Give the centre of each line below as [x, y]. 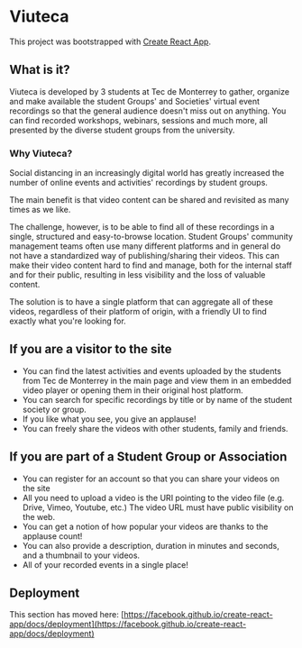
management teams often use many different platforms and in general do [145, 246]
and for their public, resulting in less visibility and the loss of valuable [137, 275]
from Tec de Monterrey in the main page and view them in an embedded [157, 380]
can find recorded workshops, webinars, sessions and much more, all [138, 120]
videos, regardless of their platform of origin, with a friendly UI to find [138, 312]
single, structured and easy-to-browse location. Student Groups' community [151, 237]
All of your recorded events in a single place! [105, 564]
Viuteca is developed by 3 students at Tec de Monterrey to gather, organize [150, 91]
